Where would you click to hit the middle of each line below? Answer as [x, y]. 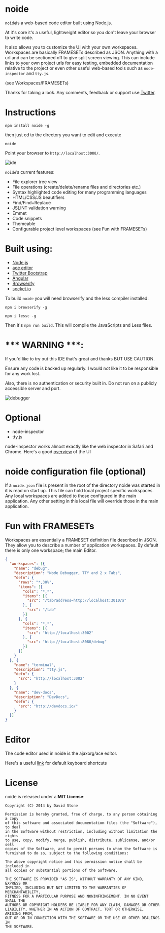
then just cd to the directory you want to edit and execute [63, 135]
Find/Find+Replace [32, 202]
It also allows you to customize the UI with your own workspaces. [71, 47]
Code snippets [27, 218]
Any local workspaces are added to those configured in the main [71, 496]
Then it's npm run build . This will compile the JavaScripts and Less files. [79, 325]
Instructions [31, 113]
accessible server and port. [33, 388]
